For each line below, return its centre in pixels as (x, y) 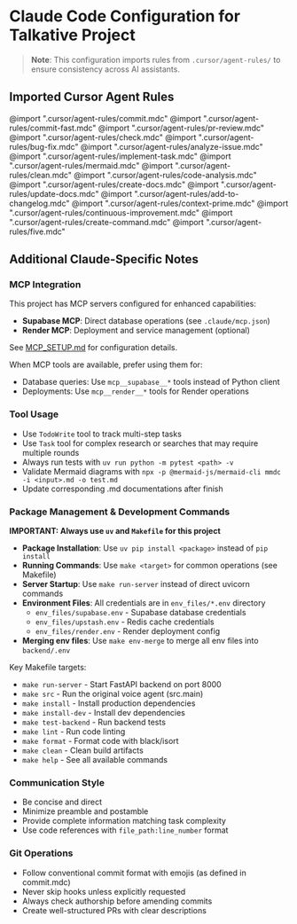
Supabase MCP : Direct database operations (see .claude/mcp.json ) (146, 321)
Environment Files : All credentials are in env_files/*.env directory (144, 603)
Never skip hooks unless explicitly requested (104, 891)
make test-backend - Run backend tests (94, 722)
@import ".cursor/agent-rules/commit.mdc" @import (106, 118)
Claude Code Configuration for (125, 16)
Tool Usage (34, 414)
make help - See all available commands (95, 760)
